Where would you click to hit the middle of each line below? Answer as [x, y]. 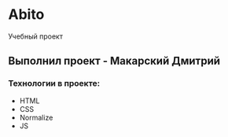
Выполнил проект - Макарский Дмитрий [114, 61]
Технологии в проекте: [54, 83]
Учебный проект [35, 36]
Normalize [36, 117]
